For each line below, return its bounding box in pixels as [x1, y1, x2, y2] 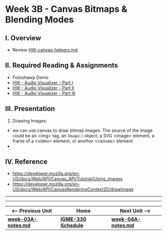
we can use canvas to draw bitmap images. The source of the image [12, 127, 153, 133]
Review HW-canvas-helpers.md [12, 47, 78, 53]
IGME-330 [60, 216, 86, 223]
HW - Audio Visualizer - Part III [12, 90, 76, 96]
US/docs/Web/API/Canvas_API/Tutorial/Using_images [12, 176, 123, 182]
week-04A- [111, 216, 141, 223]
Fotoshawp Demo [12, 74, 49, 80]
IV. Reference [5, 158, 48, 166]
